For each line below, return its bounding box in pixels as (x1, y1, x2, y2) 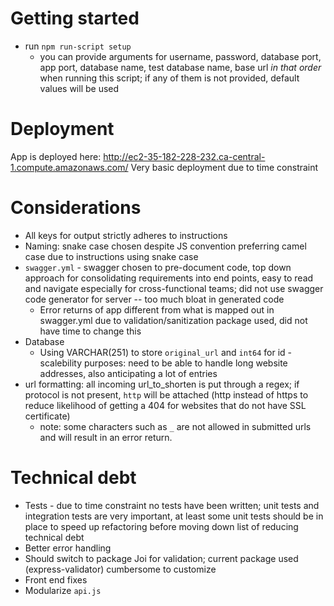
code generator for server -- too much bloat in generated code (24, 293, 285, 305)
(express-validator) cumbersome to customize (24, 563, 217, 575)
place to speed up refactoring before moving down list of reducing (24, 520, 299, 532)
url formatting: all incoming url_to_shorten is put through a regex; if (24, 378, 300, 390)
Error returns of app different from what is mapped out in (39, 303, 275, 316)
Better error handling (24, 542, 112, 554)
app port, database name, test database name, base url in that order (39, 61, 322, 73)
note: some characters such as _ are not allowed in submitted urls (39, 420, 312, 432)
